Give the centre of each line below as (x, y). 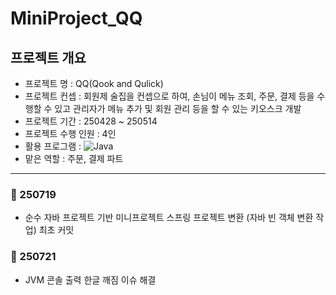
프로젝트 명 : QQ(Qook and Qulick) (94, 83)
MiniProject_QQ (76, 18)
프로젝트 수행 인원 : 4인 (70, 133)
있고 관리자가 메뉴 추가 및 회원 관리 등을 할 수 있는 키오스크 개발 (178, 108)
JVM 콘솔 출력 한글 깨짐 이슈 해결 (90, 279)
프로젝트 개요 (48, 57)
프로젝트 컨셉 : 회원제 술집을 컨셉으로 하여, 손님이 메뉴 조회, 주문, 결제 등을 (169, 96)
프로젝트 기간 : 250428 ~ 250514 (91, 121)
